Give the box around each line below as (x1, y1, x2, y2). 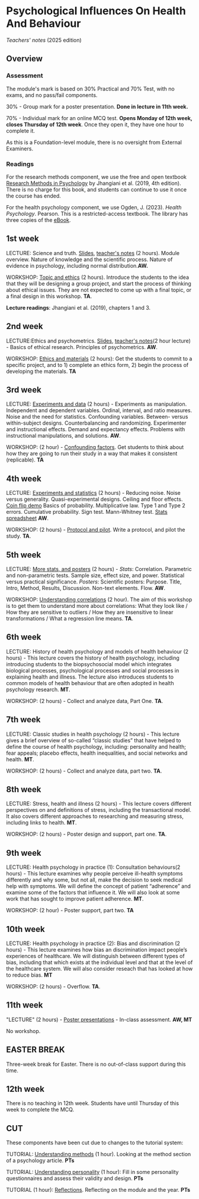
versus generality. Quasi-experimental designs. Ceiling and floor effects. (6, 495, 183, 503)
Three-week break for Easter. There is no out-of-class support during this (6, 1060, 186, 1068)
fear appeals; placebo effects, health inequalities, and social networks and (6, 749, 188, 757)
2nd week (6, 321, 43, 331)
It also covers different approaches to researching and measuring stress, (6, 813, 184, 820)
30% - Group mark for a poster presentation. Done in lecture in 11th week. (6, 103, 188, 110)
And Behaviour (6, 17, 81, 30)
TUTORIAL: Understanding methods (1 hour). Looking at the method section (6, 1151, 191, 1158)
